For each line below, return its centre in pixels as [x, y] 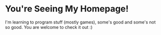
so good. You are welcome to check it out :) [49, 27]
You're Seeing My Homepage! [67, 9]
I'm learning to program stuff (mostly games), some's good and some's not [80, 22]
